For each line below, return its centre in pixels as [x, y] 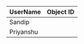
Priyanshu [24, 32]
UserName [25, 12]
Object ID [61, 12]
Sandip [19, 22]
